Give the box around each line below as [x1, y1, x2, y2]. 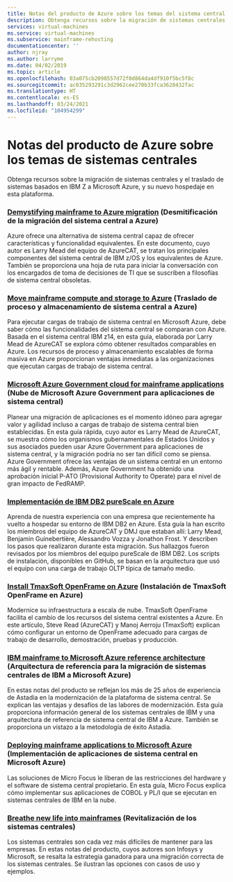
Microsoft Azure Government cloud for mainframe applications [7, 380, 225, 390]
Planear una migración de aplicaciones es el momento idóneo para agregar [7, 412, 223, 421]
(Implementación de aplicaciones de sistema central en [7, 749, 198, 759]
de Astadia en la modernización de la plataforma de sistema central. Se [7, 693, 211, 702]
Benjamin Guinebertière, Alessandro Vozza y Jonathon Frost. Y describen [7, 534, 218, 543]
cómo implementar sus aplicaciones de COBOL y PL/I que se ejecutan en [7, 788, 217, 796]
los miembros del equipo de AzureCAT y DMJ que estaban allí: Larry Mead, [7, 527, 223, 536]
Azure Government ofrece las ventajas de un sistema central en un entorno [7, 457, 223, 465]
